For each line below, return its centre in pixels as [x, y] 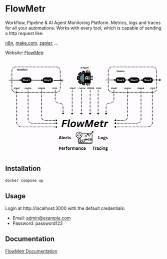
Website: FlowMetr [24, 53]
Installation [23, 168]
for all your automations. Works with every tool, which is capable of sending [83, 28]
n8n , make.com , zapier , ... [32, 43]
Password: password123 [37, 223]
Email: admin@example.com [41, 218]
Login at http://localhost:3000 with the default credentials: [65, 208]
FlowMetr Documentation [31, 251]
